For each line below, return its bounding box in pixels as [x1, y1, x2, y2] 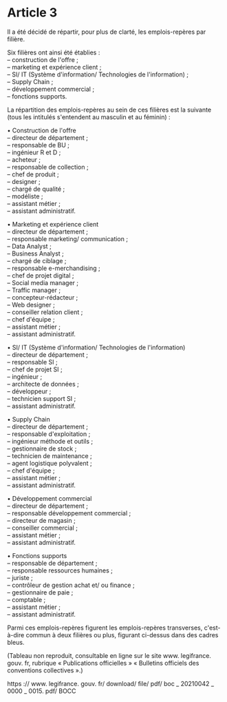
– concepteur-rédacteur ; [7, 293, 78, 301]
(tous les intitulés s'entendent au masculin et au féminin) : [7, 112, 171, 121]
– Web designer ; [7, 300, 55, 309]
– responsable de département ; [7, 559, 98, 567]
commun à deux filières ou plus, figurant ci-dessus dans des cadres [25, 630, 219, 639]
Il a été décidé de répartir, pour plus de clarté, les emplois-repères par [7, 28, 206, 36]
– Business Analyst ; [7, 249, 64, 258]
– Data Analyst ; [7, 242, 52, 250]
